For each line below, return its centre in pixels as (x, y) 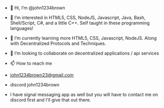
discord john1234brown (35, 85)
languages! (22, 28)
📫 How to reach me (31, 63)
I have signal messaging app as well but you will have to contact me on (84, 94)
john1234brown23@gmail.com (42, 75)
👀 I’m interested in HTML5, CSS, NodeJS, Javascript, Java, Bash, (78, 17)
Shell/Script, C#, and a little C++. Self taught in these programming (80, 23)
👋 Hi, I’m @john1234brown (37, 8)
